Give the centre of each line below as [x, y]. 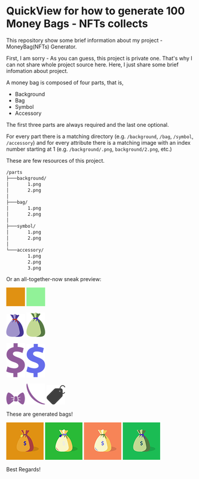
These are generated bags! [39, 414]
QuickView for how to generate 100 [96, 11]
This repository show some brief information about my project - [85, 40]
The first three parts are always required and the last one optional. [88, 124]
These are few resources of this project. [56, 160]
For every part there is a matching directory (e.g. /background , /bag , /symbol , [100, 136]
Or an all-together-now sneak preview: [54, 279]
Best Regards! [23, 469]
